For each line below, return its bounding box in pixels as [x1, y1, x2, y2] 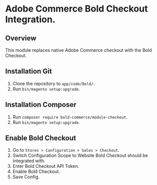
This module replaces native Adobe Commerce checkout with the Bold [5, 47, 152, 53]
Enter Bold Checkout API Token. [12, 163, 79, 169]
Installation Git [5, 67, 52, 76]
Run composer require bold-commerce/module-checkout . [12, 114, 128, 120]
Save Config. [12, 174, 40, 180]
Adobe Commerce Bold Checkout [5, 3, 148, 15]
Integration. [5, 14, 56, 25]
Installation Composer [5, 100, 77, 109]
